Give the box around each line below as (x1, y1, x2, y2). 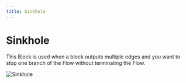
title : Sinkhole (6, 8, 46, 15)
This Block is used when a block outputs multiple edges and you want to (6, 53, 181, 60)
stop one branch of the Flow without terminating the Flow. (6, 59, 146, 66)
